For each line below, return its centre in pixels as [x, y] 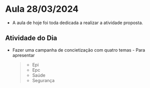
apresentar [24, 55]
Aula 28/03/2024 [42, 9]
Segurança [43, 80]
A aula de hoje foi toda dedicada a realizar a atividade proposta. [77, 23]
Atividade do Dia [31, 38]
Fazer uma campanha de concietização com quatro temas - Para [79, 50]
